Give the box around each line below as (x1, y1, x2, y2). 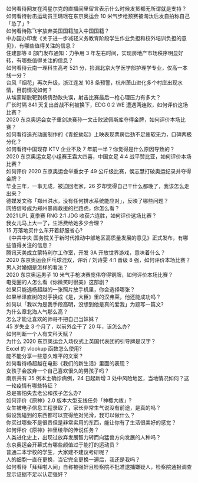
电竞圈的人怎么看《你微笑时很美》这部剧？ (6, 278, 110, 286)
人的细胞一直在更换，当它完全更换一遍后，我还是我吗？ (6, 456, 140, 463)
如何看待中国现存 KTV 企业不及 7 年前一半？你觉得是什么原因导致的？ (6, 145, 175, 153)
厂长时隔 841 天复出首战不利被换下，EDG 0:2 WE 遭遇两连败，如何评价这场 (6, 101, 189, 108)
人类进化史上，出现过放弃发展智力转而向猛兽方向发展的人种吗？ (6, 434, 161, 440)
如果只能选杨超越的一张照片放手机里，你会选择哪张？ (6, 286, 136, 293)
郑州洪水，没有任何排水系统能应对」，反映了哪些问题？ (37, 197, 169, 204)
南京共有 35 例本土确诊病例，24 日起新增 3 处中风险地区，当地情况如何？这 (6, 375, 190, 381)
